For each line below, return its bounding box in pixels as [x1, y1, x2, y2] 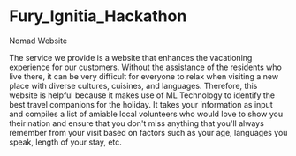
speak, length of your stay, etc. [9, 137, 122, 147]
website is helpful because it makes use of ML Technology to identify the [9, 90, 276, 100]
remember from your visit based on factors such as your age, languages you [9, 127, 288, 137]
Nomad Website [9, 35, 68, 46]
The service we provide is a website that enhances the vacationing [9, 52, 253, 63]
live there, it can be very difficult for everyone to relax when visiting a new [9, 71, 279, 81]
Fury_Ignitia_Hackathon [9, 6, 187, 26]
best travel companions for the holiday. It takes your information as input [9, 99, 273, 109]
